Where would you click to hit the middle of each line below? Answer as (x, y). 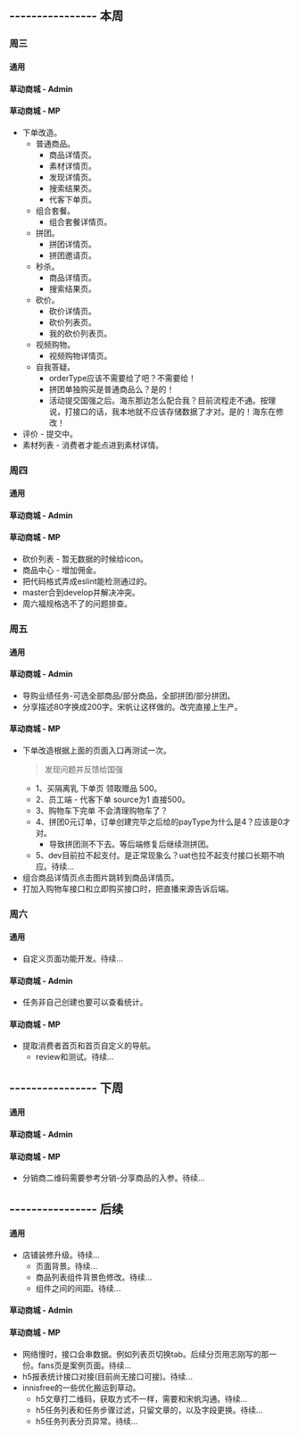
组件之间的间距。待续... (78, 1288)
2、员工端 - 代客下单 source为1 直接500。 (112, 799)
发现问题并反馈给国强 (83, 769)
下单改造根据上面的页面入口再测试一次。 (96, 750)
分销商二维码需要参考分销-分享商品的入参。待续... (113, 1178)
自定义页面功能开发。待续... (72, 959)
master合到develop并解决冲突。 (81, 593)
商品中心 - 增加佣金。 (62, 571)
